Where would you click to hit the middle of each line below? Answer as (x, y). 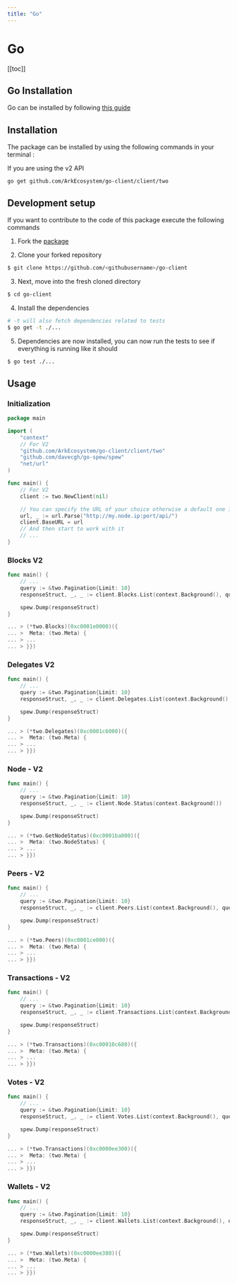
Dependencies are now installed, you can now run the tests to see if (116, 341)
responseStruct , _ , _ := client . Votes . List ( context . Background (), (120, 1117)
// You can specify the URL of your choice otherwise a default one (123, 509)
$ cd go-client (30, 294)
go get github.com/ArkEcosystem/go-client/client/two (88, 181)
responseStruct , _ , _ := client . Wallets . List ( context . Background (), (123, 1221)
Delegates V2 (31, 664)
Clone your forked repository (60, 255)
